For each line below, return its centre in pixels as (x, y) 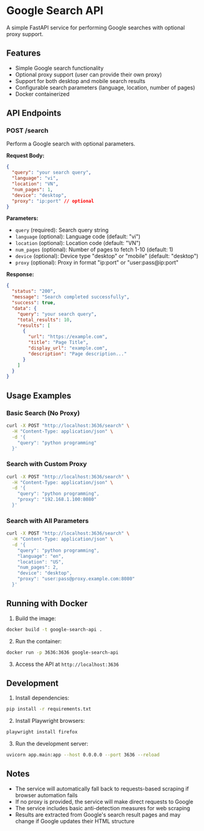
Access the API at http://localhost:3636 (67, 664)
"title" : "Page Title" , (58, 343)
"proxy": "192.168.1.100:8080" (57, 500)
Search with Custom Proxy (47, 464)
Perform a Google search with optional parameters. (71, 144)
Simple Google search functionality (59, 68)
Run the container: (38, 641)
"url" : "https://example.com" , (68, 337)
